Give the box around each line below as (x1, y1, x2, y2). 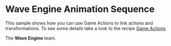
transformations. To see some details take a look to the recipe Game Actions (5, 25, 166, 31)
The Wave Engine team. (5, 35, 56, 41)
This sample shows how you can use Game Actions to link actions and (5, 20, 153, 26)
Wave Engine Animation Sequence (5, 3, 155, 15)
